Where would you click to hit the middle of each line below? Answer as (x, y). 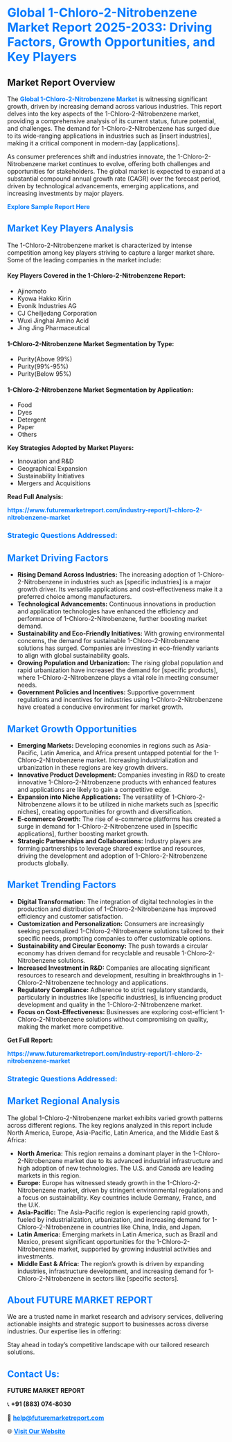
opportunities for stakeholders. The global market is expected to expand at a (116, 171)
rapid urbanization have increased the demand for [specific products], (117, 670)
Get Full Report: (30, 1040)
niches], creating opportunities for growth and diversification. (105, 811)
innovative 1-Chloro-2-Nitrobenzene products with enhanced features (117, 782)
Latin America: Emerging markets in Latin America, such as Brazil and (117, 1234)
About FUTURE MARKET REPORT (80, 1300)
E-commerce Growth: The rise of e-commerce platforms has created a (119, 819)
